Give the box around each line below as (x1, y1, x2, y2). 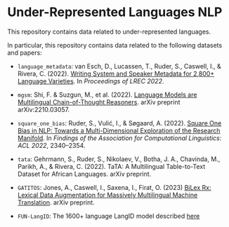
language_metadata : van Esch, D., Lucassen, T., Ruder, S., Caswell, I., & (17, 62, 221, 70)
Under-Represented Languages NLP (7, 4, 223, 20)
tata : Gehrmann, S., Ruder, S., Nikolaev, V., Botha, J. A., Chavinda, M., (17, 155, 221, 163)
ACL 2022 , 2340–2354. (17, 141, 86, 149)
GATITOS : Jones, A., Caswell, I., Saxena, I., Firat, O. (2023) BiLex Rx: (17, 183, 211, 191)
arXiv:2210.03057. (17, 105, 70, 113)
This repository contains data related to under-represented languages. (7, 27, 211, 36)
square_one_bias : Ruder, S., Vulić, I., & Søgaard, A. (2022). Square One (17, 118, 222, 127)
